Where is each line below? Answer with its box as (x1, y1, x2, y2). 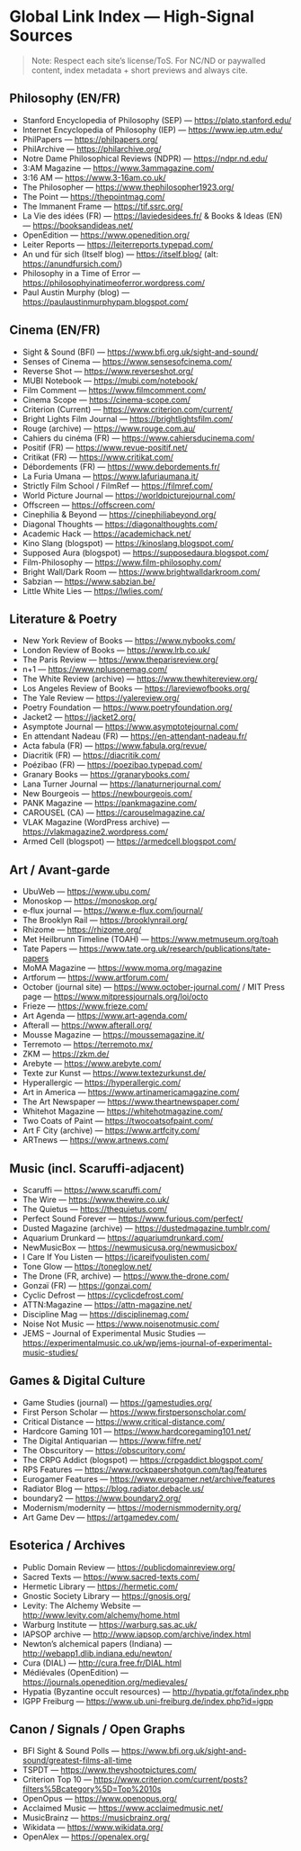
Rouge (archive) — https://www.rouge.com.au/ (22, 423, 196, 434)
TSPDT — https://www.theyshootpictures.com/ (22, 1765, 198, 1775)
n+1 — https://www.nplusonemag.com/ (22, 664, 168, 675)
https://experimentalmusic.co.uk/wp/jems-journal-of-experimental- (22, 1338, 272, 1348)
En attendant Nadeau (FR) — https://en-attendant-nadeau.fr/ (22, 731, 248, 741)
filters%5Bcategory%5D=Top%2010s (22, 1784, 162, 1794)
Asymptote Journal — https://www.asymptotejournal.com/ (22, 722, 239, 732)
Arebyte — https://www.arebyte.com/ (22, 1058, 162, 1069)
